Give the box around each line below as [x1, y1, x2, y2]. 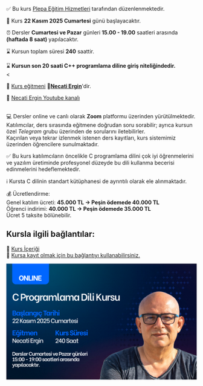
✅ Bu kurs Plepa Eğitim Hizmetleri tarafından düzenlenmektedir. [6, 5, 165, 12]
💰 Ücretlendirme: [6, 190, 50, 197]
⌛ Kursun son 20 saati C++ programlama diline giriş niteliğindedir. [6, 62, 176, 69]
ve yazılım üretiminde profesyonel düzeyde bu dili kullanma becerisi [6, 159, 175, 166]
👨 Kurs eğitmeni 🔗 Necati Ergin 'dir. [6, 83, 92, 89]
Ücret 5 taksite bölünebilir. [6, 211, 72, 219]
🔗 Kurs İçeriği [6, 245, 40, 253]
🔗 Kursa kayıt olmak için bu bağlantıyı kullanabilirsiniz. [6, 251, 141, 259]
